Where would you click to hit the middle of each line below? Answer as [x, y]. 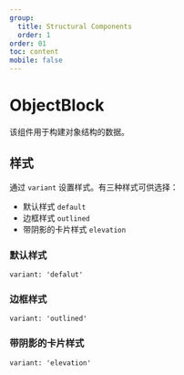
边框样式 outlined [56, 218]
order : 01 [28, 43]
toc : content [34, 52]
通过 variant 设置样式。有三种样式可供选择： [94, 187]
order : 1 [34, 35]
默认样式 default [54, 206]
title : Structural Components [75, 26]
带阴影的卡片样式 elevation [74, 229]
